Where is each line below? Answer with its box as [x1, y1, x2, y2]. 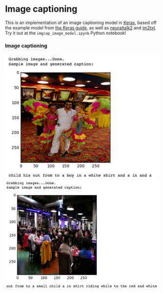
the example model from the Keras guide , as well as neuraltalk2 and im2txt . [5, 24, 157, 30]
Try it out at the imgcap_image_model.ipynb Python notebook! [5, 30, 126, 36]
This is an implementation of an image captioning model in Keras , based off [5, 20, 157, 25]
